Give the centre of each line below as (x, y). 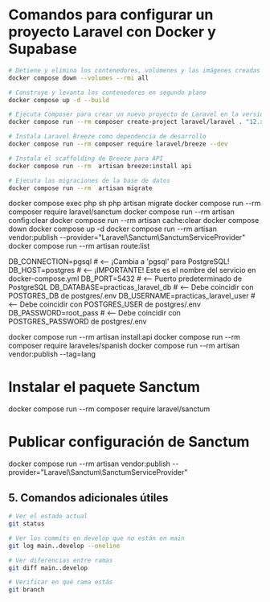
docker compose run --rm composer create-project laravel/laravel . (125, 122)
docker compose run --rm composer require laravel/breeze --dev (118, 144)
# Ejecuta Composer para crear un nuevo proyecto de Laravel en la (124, 114)
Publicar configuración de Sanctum (129, 441)
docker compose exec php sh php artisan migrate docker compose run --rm (135, 204)
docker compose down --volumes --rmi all (79, 78)
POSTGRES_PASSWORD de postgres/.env (78, 322)
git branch (27, 590)
